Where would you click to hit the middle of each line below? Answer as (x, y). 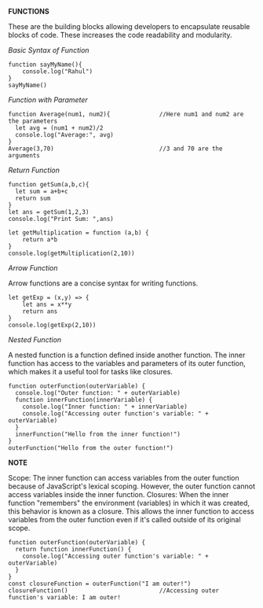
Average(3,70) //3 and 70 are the (115, 149)
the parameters (33, 121)
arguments (24, 156)
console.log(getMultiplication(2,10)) (71, 253)
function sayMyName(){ (45, 64)
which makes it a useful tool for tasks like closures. (90, 372)
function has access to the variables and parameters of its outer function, (127, 363)
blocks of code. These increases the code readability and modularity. (121, 35)
